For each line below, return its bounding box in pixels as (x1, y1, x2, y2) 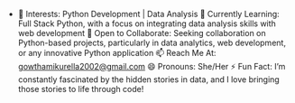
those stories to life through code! (17, 84, 144, 94)
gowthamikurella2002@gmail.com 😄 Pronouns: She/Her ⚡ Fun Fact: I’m (17, 61, 286, 71)
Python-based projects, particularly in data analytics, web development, (17, 37, 287, 48)
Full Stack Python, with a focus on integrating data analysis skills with (17, 18, 277, 29)
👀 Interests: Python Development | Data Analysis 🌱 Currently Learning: (17, 9, 280, 19)
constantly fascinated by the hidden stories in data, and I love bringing (17, 74, 280, 85)
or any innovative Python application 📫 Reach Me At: (17, 48, 217, 58)
